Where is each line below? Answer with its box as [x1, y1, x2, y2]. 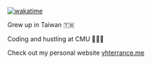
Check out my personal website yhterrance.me [7, 48, 145, 57]
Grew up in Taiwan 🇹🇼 [7, 21, 75, 28]
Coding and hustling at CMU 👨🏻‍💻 [7, 35, 104, 43]
